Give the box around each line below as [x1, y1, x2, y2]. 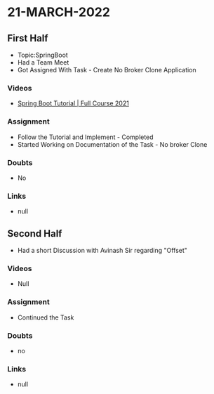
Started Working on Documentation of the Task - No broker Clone [17, 140, 208, 148]
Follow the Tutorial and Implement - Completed [17, 133, 154, 141]
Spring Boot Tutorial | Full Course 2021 [17, 99, 130, 107]
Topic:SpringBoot [17, 51, 68, 59]
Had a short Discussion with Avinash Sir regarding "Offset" [17, 247, 188, 254]
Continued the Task [17, 313, 74, 322]
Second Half [7, 228, 62, 239]
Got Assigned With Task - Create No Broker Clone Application [17, 66, 196, 74]
